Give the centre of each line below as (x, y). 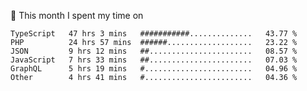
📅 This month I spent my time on (77, 15)
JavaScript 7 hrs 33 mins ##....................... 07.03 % (154, 60)
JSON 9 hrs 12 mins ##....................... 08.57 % (154, 51)
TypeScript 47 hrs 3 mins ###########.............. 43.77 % (154, 34)
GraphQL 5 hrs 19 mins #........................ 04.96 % (154, 69)
